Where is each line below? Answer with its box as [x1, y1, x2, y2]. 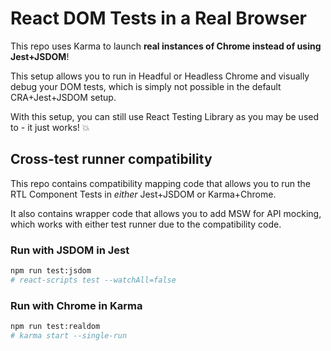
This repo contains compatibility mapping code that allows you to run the [10, 177, 311, 189]
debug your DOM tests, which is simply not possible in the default [10, 80, 282, 92]
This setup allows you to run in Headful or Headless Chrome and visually [10, 70, 310, 82]
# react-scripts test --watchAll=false [10, 275, 177, 285]
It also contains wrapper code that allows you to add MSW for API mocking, [10, 207, 322, 219]
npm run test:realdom [10, 322, 101, 332]
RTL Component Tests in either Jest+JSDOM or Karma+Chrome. [10, 188, 277, 200]
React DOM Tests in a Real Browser [10, 7, 307, 30]
